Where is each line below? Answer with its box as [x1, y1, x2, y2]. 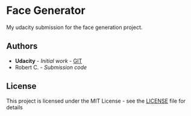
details [6, 103, 23, 111]
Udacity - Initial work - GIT [14, 57, 83, 64]
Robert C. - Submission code [14, 63, 87, 71]
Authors [6, 41, 38, 51]
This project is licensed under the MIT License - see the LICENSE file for [6, 97, 186, 105]
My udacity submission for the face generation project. [6, 24, 143, 31]
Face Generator [6, 4, 86, 18]
